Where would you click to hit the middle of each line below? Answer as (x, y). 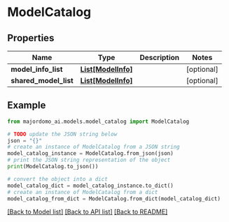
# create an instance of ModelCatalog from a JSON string (93, 147)
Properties (31, 38)
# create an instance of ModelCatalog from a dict (83, 192)
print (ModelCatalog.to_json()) (53, 167)
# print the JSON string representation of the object (89, 160)
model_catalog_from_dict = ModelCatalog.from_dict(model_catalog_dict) (114, 199)
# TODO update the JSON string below (62, 134)
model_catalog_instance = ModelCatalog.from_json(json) (90, 154)
